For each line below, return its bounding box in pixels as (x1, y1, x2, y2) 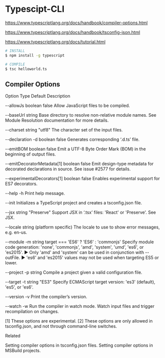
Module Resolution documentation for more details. (5, 117, 109, 124)
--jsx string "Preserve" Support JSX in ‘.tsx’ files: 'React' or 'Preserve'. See (5, 209, 156, 215)
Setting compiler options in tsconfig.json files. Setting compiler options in (5, 342, 153, 348)
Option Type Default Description (5, 93, 70, 99)
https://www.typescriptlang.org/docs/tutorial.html (5, 38, 106, 45)
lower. (5, 260, 18, 266)
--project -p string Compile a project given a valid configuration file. (5, 269, 142, 275)
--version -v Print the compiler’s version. (5, 294, 87, 300)
